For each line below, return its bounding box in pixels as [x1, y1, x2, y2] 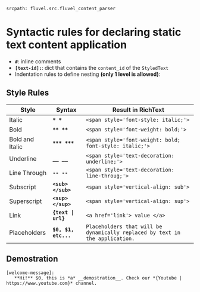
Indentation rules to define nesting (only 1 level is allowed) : [14, 70, 161, 78]
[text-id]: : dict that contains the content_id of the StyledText [14, 64, 168, 71]
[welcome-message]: [6, 269, 55, 276]
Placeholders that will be [86, 223, 162, 230]
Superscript [9, 197, 42, 205]
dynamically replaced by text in [86, 229, 181, 236]
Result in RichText [112, 105, 165, 113]
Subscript [9, 183, 37, 191]
